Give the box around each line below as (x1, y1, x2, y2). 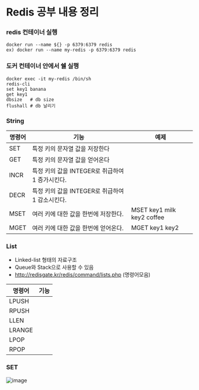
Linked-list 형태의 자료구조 (14, 256, 77, 264)
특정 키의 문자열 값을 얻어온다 (32, 156, 110, 164)
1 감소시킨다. (32, 196, 67, 204)
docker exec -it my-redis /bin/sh (6, 75, 92, 82)
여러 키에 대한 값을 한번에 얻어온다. (32, 224, 124, 232)
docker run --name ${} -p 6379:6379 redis (6, 42, 113, 48)
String (6, 116, 25, 125)
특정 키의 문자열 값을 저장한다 (32, 145, 110, 153)
